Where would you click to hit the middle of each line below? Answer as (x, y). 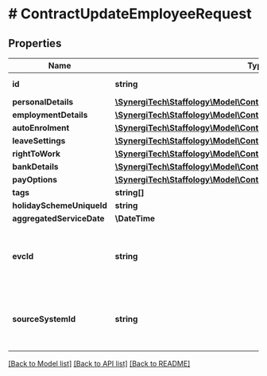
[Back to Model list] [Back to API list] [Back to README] (99, 364)
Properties (35, 43)
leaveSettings (39, 141)
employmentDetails (50, 115)
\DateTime (135, 218)
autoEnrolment (41, 128)
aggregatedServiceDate (58, 218)
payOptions (35, 180)
